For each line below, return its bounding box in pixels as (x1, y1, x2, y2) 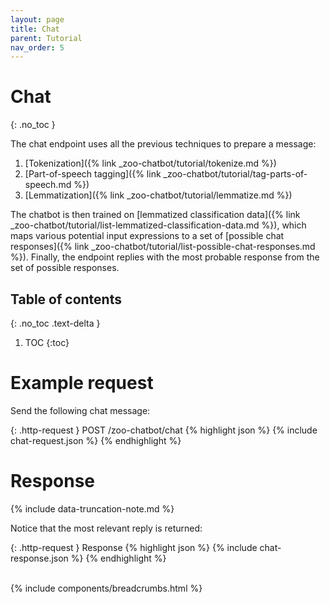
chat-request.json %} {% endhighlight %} (10, 434, 182, 446)
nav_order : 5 (10, 42, 65, 53)
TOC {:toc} (24, 337, 70, 348)
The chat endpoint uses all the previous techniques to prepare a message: (10, 138, 317, 150)
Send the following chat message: (10, 404, 151, 416)
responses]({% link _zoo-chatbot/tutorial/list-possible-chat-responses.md (10, 241, 316, 253)
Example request (10, 372, 154, 395)
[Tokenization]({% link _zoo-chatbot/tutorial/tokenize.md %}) (24, 157, 277, 170)
